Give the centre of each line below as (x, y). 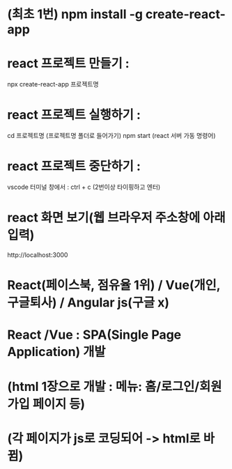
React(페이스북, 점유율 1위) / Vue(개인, (114, 285)
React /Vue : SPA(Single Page (94, 335)
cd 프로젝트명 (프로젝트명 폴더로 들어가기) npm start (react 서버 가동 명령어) (111, 136)
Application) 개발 (56, 352)
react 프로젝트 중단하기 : (74, 166)
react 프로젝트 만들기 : (69, 64)
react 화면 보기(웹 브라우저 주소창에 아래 (116, 218)
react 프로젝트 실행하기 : (74, 115)
